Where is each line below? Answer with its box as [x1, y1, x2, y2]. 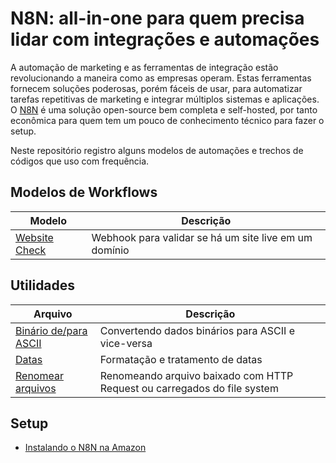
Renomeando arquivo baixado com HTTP [99, 368, 294, 382]
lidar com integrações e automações [10, 28, 320, 51]
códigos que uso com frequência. [10, 155, 150, 167]
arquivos [15, 381, 57, 395]
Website [15, 230, 54, 244]
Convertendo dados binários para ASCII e [99, 323, 295, 337]
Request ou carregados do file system [99, 381, 279, 395]
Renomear [15, 368, 64, 382]
